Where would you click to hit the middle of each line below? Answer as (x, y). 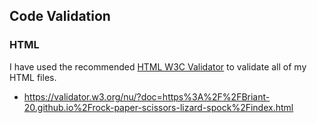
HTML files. (33, 77)
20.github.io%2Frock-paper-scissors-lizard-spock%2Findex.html (158, 107)
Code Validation (60, 16)
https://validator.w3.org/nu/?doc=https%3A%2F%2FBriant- (147, 96)
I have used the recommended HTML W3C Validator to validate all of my (158, 66)
